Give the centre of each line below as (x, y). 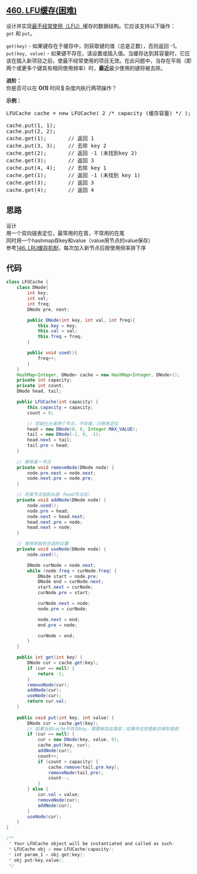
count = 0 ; (41, 413)
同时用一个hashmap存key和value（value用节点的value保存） (80, 240)
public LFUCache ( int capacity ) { (58, 402)
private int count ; (41, 386)
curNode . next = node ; (64, 604)
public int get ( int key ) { (50, 657)
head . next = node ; (50, 527)
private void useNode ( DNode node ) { (62, 549)
